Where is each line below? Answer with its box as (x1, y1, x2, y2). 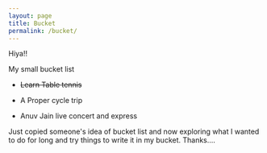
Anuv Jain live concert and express (19, 111, 138, 121)
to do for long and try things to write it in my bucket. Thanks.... (8, 135, 216, 145)
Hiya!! (8, 49, 28, 59)
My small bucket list (8, 64, 75, 74)
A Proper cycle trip (19, 96, 83, 105)
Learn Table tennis (19, 80, 82, 89)
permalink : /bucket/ (8, 27, 78, 35)
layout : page (8, 11, 52, 20)
